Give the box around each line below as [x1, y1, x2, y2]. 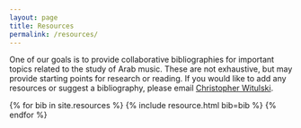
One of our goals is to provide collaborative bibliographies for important [9, 55, 275, 65]
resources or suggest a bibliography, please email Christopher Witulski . [9, 82, 274, 94]
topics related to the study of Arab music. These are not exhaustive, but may [9, 64, 293, 74]
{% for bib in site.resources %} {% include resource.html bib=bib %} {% [9, 100, 277, 111]
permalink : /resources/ [9, 30, 99, 38]
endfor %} [9, 109, 48, 121]
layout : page [9, 13, 58, 22]
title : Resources [9, 21, 75, 30]
